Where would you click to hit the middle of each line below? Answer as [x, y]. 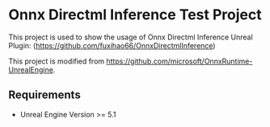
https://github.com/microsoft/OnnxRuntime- [179, 61]
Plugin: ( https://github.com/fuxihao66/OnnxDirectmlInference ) [112, 45]
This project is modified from [57, 61]
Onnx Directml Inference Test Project [135, 15]
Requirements [44, 95]
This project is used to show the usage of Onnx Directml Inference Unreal [131, 37]
